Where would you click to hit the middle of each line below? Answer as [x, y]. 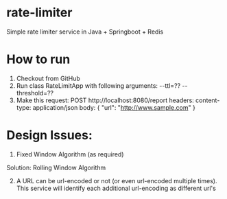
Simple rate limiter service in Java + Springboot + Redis [85, 32]
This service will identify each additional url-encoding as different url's [116, 188]
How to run [38, 59]
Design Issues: [50, 136]
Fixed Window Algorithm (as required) [70, 154]
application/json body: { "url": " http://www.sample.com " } [114, 107]
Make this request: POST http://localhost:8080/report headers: [105, 100]
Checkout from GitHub [48, 78]
